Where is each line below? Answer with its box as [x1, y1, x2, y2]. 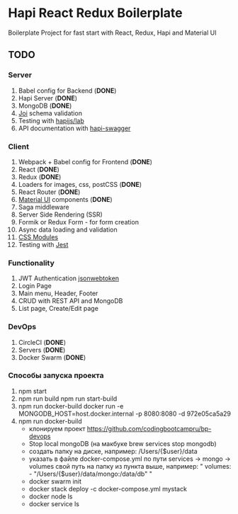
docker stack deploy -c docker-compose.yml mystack [28, 484, 187, 493]
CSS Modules [18, 232, 59, 241]
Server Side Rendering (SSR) [18, 210, 103, 219]
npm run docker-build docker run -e [18, 401, 124, 410]
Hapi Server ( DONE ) [18, 93, 77, 102]
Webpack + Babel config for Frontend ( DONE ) [18, 157, 153, 166]
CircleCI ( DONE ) [18, 338, 67, 346]
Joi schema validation [18, 108, 82, 118]
